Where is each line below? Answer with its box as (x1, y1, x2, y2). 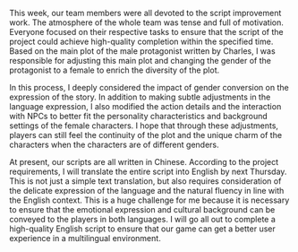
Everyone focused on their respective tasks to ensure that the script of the (9, 27, 284, 37)
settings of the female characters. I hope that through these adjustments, (9, 120, 279, 131)
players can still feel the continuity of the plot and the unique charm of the (9, 130, 283, 140)
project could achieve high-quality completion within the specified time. (9, 36, 274, 47)
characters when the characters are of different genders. (9, 139, 219, 150)
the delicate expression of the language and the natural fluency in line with (9, 186, 285, 196)
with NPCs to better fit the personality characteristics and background (9, 111, 268, 121)
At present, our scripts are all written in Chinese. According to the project (9, 157, 279, 167)
